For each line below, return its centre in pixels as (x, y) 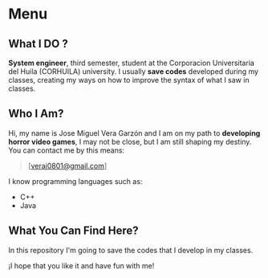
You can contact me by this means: (67, 150)
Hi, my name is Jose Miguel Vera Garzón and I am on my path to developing (134, 133)
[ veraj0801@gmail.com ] (67, 166)
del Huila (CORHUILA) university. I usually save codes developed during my (134, 72)
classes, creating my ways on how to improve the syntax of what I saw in (129, 80)
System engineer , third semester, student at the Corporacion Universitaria (132, 63)
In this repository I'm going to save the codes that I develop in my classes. (131, 250)
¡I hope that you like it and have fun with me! (81, 265)
